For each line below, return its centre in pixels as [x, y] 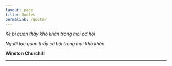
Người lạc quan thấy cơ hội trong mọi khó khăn [55, 44]
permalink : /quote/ [26, 19]
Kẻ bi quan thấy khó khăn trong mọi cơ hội [50, 34]
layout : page [19, 10]
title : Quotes [20, 15]
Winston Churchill [25, 53]
